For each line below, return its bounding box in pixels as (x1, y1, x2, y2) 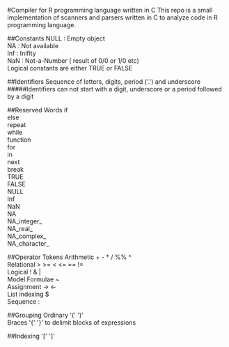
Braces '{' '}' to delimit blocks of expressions (7, 318, 136, 327)
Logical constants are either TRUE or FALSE (7, 64, 133, 72)
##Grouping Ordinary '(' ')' (7, 311, 84, 319)
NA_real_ (7, 225, 33, 232)
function (7, 135, 31, 144)
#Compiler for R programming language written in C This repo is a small (7, 6, 213, 14)
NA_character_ (7, 239, 50, 247)
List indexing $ (7, 290, 50, 298)
